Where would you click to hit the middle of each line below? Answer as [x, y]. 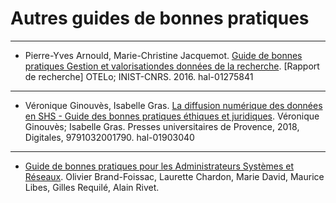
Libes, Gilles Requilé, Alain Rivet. [92, 187]
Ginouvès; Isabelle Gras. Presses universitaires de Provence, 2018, [162, 126]
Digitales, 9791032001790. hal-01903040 [109, 137]
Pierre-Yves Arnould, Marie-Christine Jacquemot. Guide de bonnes [163, 55]
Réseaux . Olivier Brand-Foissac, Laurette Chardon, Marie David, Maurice [174, 176]
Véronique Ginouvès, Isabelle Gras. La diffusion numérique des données [173, 105]
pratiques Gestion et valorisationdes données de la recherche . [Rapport [172, 66]
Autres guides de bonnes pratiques [160, 18]
